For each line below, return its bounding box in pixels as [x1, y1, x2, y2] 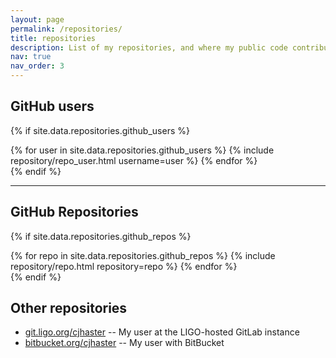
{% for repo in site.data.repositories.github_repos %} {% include [10, 249, 276, 261]
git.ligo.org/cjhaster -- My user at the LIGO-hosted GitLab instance [24, 326, 300, 338]
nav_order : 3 [10, 61, 65, 71]
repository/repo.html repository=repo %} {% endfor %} [10, 260, 238, 272]
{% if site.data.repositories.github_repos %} [10, 230, 192, 242]
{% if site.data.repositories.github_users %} [10, 124, 190, 136]
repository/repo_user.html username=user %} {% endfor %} [10, 154, 258, 166]
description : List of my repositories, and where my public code [10, 42, 288, 53]
